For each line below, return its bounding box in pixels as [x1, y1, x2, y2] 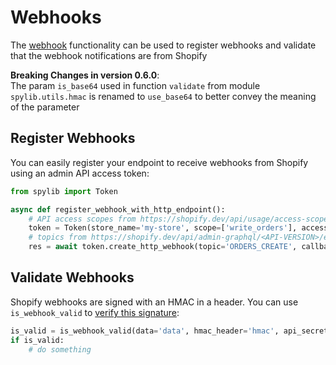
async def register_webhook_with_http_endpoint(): [10, 204, 226, 215]
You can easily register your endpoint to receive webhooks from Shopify [10, 156, 309, 168]
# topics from [28, 232, 87, 243]
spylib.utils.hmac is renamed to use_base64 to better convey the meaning [10, 90, 317, 102]
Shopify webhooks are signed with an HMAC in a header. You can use [10, 296, 299, 308]
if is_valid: [10, 335, 65, 345]
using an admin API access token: [10, 167, 150, 179]
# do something [28, 344, 92, 355]
